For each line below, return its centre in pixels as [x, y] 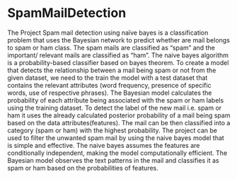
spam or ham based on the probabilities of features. [83, 168]
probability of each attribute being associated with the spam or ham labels [116, 100]
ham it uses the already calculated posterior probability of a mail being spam [119, 115]
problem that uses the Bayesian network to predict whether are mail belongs [118, 40]
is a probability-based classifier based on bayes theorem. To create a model [118, 62]
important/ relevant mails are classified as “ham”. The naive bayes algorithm [118, 55]
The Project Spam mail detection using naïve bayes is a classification [108, 33]
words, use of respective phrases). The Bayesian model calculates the [110, 93]
